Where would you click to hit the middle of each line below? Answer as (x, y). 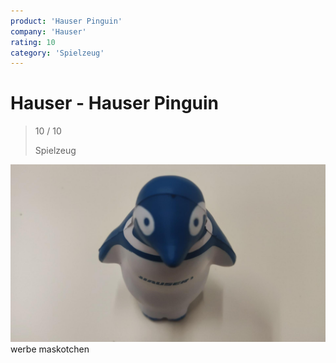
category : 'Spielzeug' (57, 53)
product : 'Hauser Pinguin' (66, 21)
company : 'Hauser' (48, 31)
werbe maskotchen (50, 349)
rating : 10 (33, 42)
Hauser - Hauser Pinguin (115, 103)
